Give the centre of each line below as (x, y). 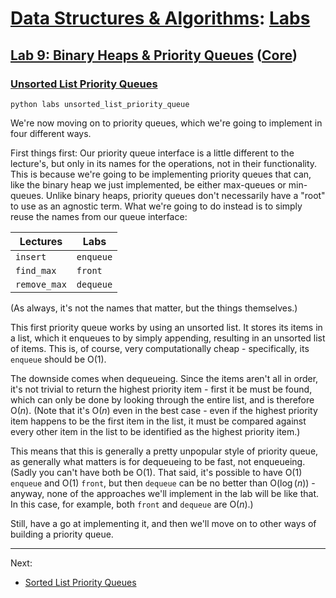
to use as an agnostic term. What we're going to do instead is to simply (156, 206)
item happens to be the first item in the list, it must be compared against (158, 421)
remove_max (41, 284)
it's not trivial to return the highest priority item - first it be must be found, (161, 389)
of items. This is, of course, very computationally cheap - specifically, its (160, 348)
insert (31, 256)
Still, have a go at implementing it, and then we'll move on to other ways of (163, 523)
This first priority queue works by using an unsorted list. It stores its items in (166, 327)
